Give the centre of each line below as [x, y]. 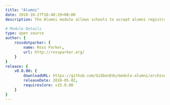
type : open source [25, 33]
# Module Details [24, 28]
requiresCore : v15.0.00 [48, 85]
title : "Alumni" [22, 10]
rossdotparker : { [33, 43]
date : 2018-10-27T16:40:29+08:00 [40, 15]
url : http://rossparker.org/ [54, 52]
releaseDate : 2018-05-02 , [51, 81]
